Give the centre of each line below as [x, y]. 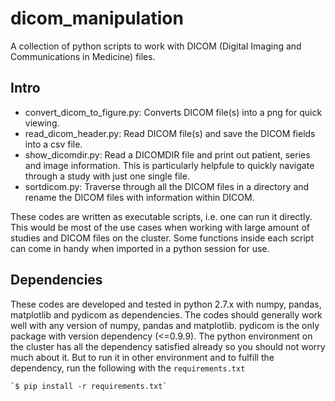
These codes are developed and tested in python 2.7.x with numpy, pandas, [166, 304]
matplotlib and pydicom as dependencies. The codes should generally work [166, 314]
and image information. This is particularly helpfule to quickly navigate [169, 165]
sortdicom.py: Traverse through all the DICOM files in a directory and [167, 186]
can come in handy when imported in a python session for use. [140, 248]
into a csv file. [53, 144]
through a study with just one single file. [107, 176]
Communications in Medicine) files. [83, 56]
